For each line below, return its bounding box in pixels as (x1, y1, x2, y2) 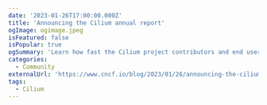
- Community (15, 63, 56, 71)
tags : (8, 77, 26, 85)
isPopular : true (8, 41, 62, 49)
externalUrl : (8, 70, 52, 78)
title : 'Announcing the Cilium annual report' (8, 19, 165, 27)
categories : (8, 56, 48, 64)
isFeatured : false (8, 33, 69, 42)
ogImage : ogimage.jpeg (8, 26, 83, 34)
